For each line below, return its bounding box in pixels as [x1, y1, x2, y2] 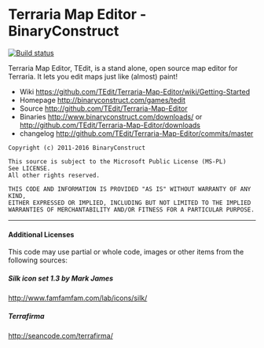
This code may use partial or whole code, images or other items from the [8, 247, 244, 257]
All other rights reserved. [8, 171, 101, 179]
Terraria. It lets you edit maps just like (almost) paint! [8, 71, 178, 81]
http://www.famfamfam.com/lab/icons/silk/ [8, 293, 148, 303]
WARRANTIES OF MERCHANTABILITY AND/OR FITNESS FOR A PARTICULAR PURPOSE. [8, 206, 255, 214]
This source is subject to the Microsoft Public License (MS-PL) [8, 157, 226, 166]
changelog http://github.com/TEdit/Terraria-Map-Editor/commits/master [19, 128, 254, 138]
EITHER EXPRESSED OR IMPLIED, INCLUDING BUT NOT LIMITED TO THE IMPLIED [8, 199, 251, 207]
